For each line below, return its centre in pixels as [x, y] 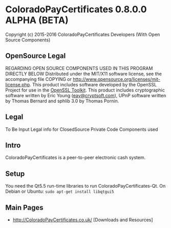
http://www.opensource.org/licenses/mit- [116, 79]
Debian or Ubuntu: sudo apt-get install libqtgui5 [60, 191]
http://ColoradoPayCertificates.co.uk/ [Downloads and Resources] [83, 220]
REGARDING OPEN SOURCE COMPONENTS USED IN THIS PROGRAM [79, 68]
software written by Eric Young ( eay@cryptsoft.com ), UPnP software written [86, 95]
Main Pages [24, 207]
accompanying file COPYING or [38, 79]
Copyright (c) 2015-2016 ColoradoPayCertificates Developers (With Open [83, 34]
